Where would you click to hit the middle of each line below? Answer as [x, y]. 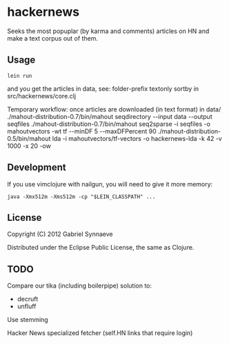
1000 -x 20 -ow [29, 146]
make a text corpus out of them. [53, 38]
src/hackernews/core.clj [42, 96]
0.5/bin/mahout [29, 138]
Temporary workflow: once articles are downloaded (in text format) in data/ [114, 109]
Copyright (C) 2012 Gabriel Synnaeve [60, 234]
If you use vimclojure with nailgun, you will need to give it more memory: [110, 184]
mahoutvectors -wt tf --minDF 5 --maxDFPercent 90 [82, 131]
